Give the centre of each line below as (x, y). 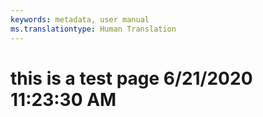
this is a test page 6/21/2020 (131, 78)
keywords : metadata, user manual (80, 19)
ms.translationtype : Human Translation (93, 29)
